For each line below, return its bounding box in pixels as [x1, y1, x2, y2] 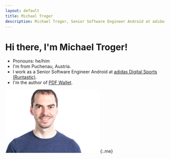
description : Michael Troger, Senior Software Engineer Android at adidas [5, 19, 166, 24]
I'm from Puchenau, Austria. [12, 63, 71, 69]
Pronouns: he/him [12, 58, 50, 64]
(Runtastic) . [12, 74, 37, 81]
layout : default [5, 8, 39, 13]
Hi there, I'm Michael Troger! [5, 41, 128, 53]
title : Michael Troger [5, 13, 53, 19]
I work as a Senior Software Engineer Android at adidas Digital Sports [12, 69, 157, 75]
